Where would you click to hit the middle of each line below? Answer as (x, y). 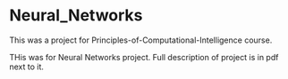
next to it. (27, 67)
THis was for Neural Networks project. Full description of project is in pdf (144, 57)
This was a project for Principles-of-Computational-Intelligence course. (141, 40)
